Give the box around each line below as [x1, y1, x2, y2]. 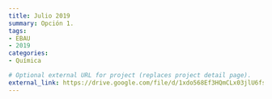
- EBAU [8, 34, 31, 43]
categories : [8, 49, 49, 57]
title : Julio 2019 [8, 11, 70, 20]
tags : [8, 27, 27, 35]
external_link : [8, 78, 60, 87]
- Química [8, 57, 42, 65]
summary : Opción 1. [8, 19, 74, 27]
